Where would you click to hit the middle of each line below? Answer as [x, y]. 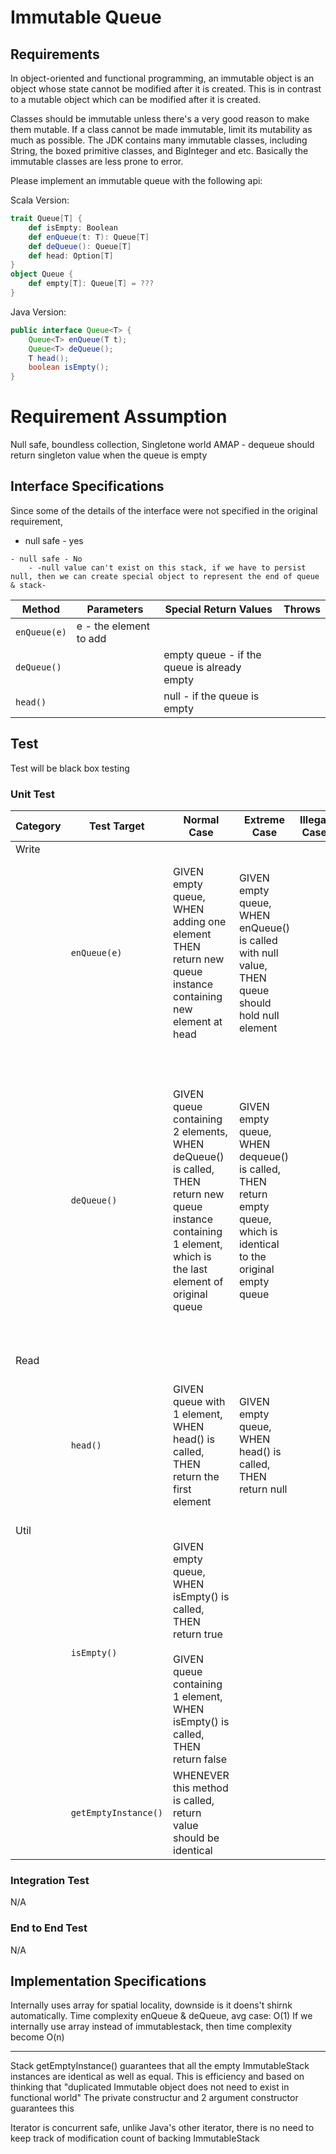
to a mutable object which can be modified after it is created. [136, 99]
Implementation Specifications [108, 1981]
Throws [302, 609]
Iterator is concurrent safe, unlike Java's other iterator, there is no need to [162, 2128]
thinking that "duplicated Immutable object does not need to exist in [150, 2087]
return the [196, 1476]
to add [91, 638]
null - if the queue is [211, 696]
